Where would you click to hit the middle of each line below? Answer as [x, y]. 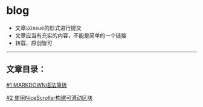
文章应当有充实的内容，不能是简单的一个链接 [71, 35]
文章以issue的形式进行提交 [48, 28]
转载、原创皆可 [34, 43]
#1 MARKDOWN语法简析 [37, 85]
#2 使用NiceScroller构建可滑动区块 [50, 97]
